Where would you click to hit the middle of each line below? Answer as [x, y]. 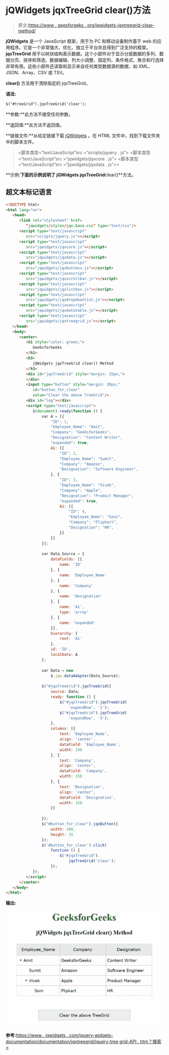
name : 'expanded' [77, 623]
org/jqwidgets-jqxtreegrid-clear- [121, 25]
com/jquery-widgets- [91, 1035]
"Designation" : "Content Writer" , [87, 438]
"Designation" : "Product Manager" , [97, 496]
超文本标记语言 [29, 192]
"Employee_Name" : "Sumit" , [88, 459]
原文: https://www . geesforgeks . [52, 25]
